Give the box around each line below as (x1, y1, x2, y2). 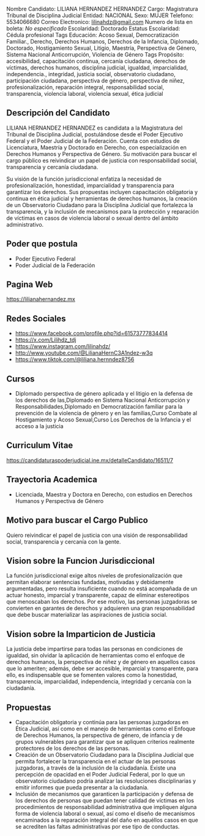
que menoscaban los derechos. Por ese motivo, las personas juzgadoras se (6, 598, 198, 606)
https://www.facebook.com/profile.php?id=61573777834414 (15, 330, 168, 337)
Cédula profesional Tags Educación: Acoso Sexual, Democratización (6, 31, 179, 39)
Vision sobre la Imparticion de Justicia (6, 629, 156, 639)
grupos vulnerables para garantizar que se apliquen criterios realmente (15, 738, 195, 745)
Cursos (6, 373, 35, 384)
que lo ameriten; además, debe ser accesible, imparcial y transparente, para (6, 665, 199, 672)
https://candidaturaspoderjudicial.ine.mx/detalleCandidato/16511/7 (6, 456, 173, 464)
